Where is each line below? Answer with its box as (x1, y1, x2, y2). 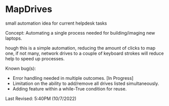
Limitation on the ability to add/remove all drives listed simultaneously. (12, 80, 159, 86)
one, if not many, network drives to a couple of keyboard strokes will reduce (5, 50, 164, 56)
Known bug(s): (5, 65, 36, 71)
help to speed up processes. (5, 55, 65, 61)
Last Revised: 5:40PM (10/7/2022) (5, 95, 77, 101)
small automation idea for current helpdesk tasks (5, 20, 107, 26)
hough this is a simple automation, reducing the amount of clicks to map (5, 45, 156, 51)
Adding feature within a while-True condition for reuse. (12, 85, 127, 91)
